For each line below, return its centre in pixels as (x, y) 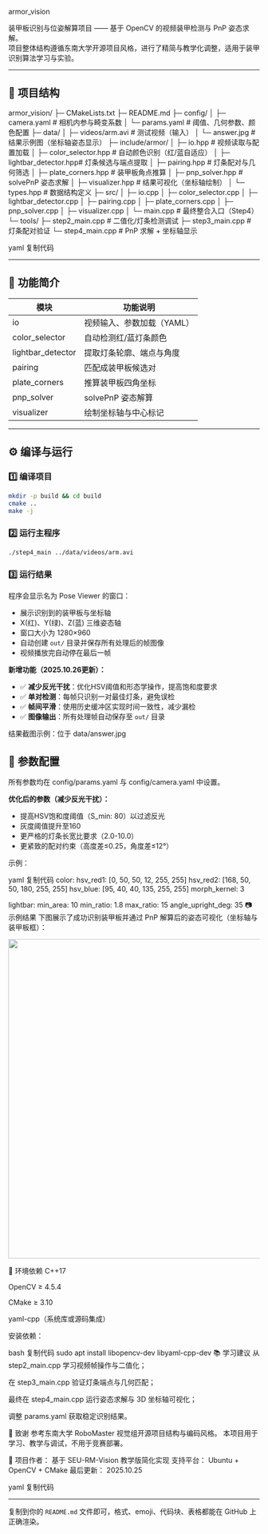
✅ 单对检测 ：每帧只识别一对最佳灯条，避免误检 (97, 697)
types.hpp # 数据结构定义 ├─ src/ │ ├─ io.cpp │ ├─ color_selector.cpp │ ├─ (133, 192)
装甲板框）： (28, 928)
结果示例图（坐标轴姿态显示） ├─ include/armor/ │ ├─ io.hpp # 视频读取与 (130, 142)
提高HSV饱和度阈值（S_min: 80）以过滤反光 (93, 816)
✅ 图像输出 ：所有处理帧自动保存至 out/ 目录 (93, 717)
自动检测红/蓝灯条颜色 (125, 337)
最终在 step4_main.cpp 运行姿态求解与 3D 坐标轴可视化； (102, 1399)
